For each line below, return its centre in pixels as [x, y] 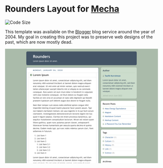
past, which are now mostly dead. [39, 42]
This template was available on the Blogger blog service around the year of [80, 31]
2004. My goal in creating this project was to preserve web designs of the [79, 37]
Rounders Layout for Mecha [62, 9]
